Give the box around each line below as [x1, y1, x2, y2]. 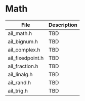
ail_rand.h [8, 79, 31, 86]
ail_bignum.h [8, 38, 38, 45]
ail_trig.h [8, 87, 28, 94]
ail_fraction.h [8, 63, 39, 70]
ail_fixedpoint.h [8, 54, 44, 61]
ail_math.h [8, 30, 32, 37]
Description [49, 21, 77, 28]
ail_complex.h [8, 46, 40, 53]
